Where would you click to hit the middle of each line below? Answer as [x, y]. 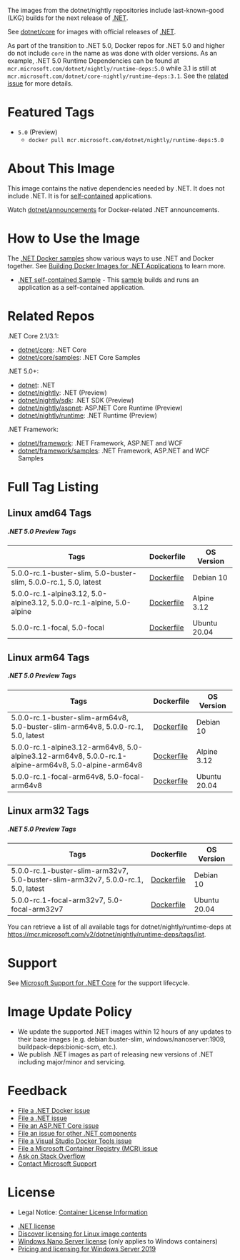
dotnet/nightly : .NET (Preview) [62, 393]
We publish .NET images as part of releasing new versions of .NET [115, 1054]
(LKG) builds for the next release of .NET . [68, 18]
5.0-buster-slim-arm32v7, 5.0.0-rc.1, [77, 880]
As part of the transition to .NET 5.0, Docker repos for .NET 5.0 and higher [116, 45]
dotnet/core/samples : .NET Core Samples [79, 357]
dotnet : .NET [36, 385]
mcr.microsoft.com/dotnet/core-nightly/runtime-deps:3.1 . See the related [118, 76]
